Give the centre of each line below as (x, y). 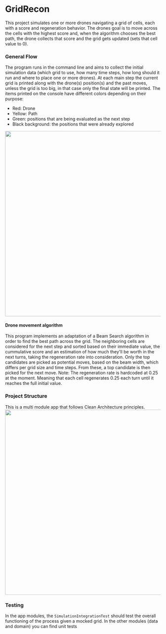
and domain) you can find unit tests (41, 627)
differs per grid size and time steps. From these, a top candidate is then (78, 368)
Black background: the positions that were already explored (73, 124)
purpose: (14, 99)
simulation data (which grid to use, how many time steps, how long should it (82, 73)
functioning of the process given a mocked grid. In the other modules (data (82, 621)
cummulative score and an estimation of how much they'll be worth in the (80, 352)
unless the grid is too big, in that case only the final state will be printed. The (83, 88)
